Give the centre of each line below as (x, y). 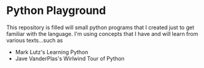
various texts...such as (35, 40)
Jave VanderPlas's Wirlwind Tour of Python (70, 58)
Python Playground (56, 11)
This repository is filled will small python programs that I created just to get (100, 27)
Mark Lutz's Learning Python (52, 52)
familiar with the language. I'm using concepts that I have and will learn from (102, 33)
